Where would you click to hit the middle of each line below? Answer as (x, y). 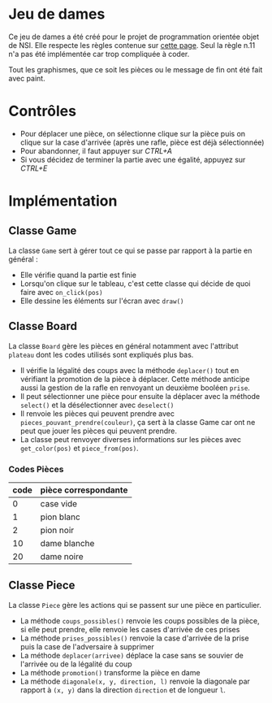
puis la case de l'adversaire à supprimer (87, 646)
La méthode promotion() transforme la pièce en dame (110, 672)
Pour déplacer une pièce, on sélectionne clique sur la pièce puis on (133, 133)
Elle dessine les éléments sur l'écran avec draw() (102, 301)
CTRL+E (34, 168)
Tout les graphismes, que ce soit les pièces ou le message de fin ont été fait (136, 69)
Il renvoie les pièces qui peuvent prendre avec (97, 413)
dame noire (62, 556)
